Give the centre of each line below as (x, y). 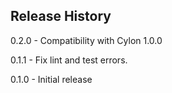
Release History (61, 16)
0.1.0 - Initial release (51, 79)
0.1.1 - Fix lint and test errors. (69, 60)
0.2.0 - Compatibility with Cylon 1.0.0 (86, 40)
